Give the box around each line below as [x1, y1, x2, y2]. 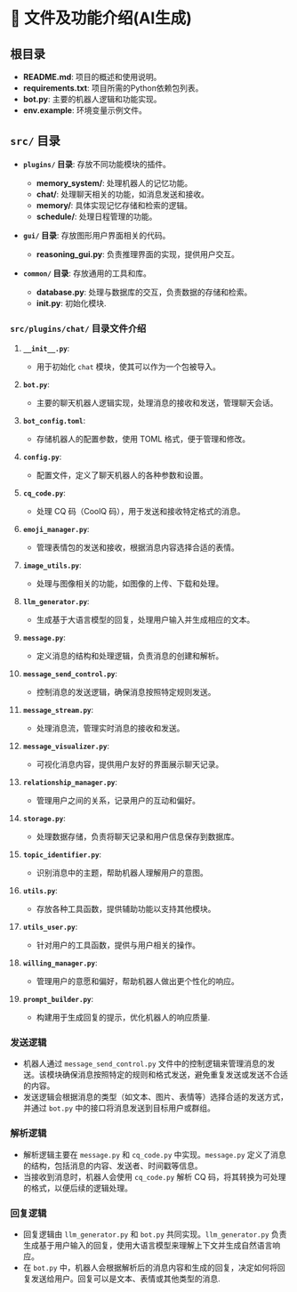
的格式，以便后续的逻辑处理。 [22, 1183, 132, 1193]
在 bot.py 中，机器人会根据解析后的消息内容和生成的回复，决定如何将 [22, 1263, 278, 1272]
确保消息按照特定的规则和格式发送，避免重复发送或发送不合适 [61, 1070, 288, 1080]
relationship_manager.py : [22, 777, 118, 787]
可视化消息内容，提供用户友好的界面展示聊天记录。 [36, 759, 224, 770]
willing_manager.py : [22, 957, 98, 968]
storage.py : [22, 813, 66, 824]
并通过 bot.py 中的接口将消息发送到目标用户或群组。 [22, 1102, 216, 1113]
